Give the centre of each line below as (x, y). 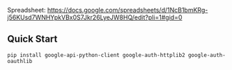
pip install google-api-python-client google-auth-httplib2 (96, 55)
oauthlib (20, 61)
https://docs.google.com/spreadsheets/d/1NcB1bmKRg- (127, 10)
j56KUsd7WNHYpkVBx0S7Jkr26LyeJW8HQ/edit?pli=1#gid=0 (95, 17)
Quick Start (32, 39)
